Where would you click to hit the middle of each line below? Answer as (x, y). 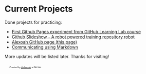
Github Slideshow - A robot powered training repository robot (73, 37)
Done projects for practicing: (33, 22)
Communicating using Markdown (45, 47)
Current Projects (39, 9)
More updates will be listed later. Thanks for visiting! (57, 56)
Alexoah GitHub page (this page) (44, 42)
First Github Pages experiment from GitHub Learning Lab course (76, 31)
